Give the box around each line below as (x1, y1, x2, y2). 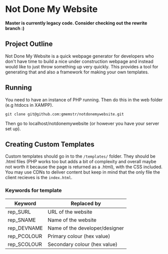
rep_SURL (7, 208, 31, 215)
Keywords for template (5, 187, 62, 194)
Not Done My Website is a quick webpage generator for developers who (5, 53, 154, 59)
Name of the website (47, 216, 96, 223)
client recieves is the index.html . (5, 175, 72, 181)
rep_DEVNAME (7, 225, 43, 232)
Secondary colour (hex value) (47, 241, 117, 248)
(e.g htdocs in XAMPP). (5, 102, 53, 108)
